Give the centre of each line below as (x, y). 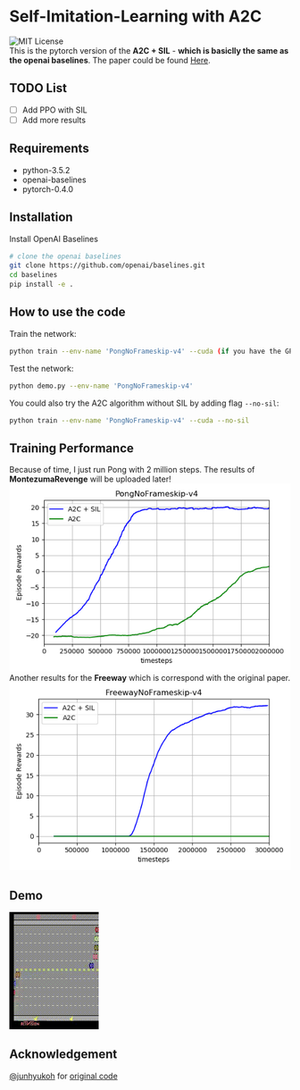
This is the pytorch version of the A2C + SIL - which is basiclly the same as (149, 50)
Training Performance (71, 448)
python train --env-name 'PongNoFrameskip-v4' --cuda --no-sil (129, 420)
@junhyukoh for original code (63, 1076)
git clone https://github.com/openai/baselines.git (107, 265)
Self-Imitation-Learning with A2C (135, 17)
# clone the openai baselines (66, 256)
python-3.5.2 (46, 170)
